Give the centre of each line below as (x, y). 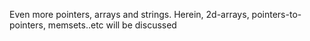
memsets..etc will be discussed (112, 25)
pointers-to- (276, 14)
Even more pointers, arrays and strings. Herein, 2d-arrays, (129, 14)
